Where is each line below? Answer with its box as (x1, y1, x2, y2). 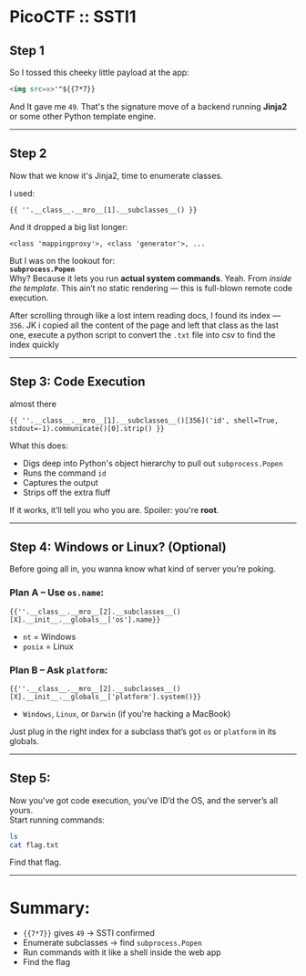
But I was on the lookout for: (9, 255, 116, 266)
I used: (9, 187, 36, 198)
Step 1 (9, 43, 46, 58)
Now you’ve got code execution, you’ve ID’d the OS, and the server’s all (9, 794, 279, 805)
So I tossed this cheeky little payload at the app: (9, 67, 189, 78)
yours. (9, 804, 34, 815)
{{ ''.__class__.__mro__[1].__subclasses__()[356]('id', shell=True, (9, 415, 280, 425)
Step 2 (9, 146, 47, 162)
